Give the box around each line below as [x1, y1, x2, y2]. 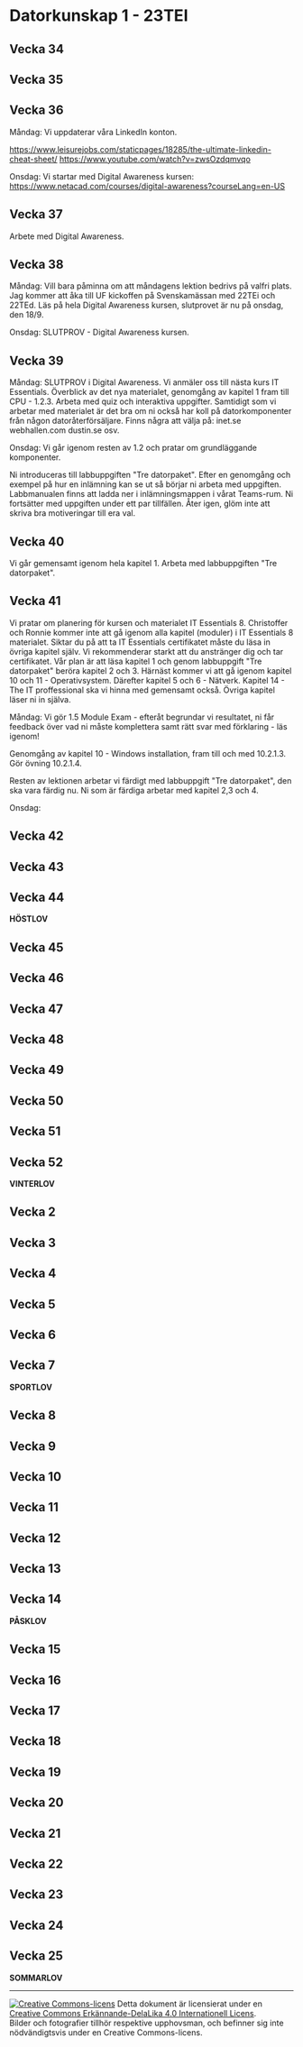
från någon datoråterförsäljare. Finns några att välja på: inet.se [9, 416, 242, 427]
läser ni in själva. [9, 693, 72, 704]
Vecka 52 [9, 1154, 63, 1170]
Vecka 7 [9, 1358, 56, 1373]
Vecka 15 [9, 1642, 61, 1657]
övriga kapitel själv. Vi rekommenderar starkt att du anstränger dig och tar [9, 646, 284, 656]
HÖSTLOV [9, 913, 48, 924]
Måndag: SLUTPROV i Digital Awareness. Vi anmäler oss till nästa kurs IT [9, 377, 280, 388]
